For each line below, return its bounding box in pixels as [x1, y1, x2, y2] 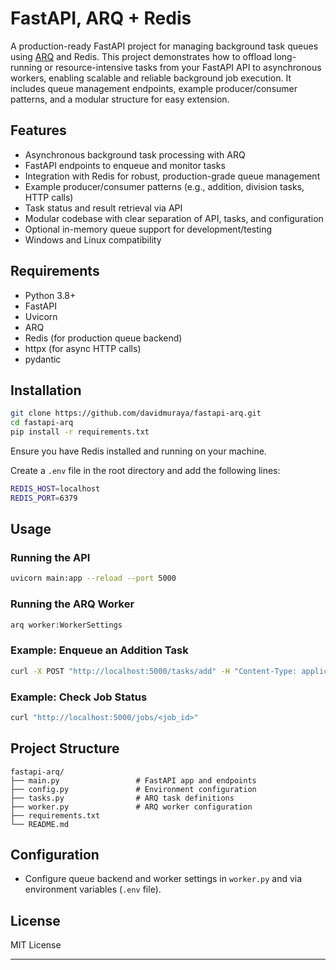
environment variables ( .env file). [24, 883, 162, 896]
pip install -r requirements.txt [10, 427, 150, 437]
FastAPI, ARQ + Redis [10, 7, 192, 30]
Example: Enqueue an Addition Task [10, 643, 189, 657]
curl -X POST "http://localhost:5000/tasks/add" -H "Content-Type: [10, 666, 298, 676]
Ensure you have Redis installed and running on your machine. [10, 445, 267, 457]
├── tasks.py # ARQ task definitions [10, 793, 235, 803]
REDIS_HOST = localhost [10, 484, 101, 494]
